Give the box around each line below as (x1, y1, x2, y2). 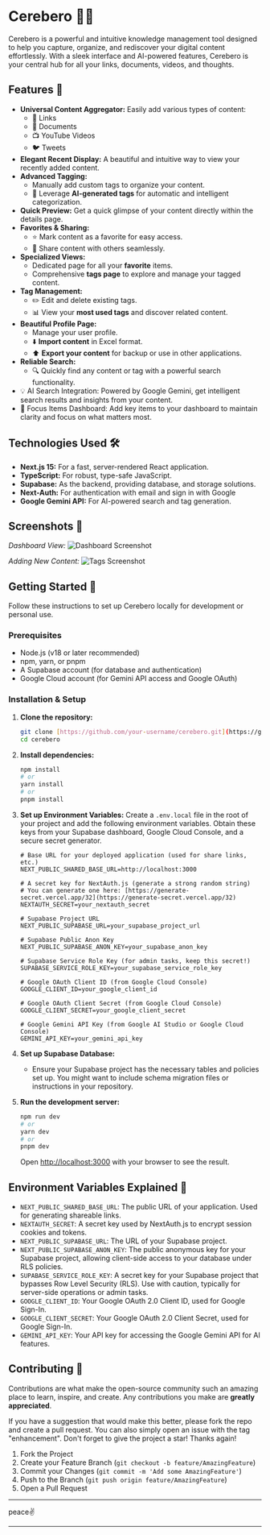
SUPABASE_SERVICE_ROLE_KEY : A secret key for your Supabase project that (19, 1271, 259, 1280)
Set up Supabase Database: (19, 1048, 115, 1058)
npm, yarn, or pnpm (19, 657, 86, 666)
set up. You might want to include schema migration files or (31, 1072, 229, 1082)
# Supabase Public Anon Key (19, 936, 114, 944)
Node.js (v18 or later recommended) (19, 648, 141, 658)
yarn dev (19, 1127, 50, 1135)
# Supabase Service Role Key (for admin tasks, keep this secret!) (19, 956, 251, 965)
